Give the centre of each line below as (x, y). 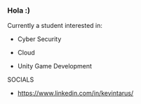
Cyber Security (39, 39)
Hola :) (19, 10)
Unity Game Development (55, 66)
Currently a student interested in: (55, 26)
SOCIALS (21, 80)
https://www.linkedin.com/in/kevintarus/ (75, 94)
